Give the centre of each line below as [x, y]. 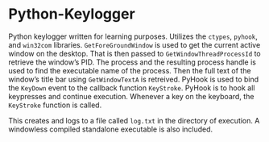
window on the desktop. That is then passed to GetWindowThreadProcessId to [135, 53]
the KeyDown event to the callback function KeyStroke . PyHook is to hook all [132, 88]
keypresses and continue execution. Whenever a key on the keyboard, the [131, 96]
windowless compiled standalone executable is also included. [111, 129]
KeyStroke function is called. [55, 105]
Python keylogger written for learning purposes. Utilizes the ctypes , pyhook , [133, 36]
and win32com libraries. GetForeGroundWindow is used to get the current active [134, 44]
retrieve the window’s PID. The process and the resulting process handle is [132, 62]
